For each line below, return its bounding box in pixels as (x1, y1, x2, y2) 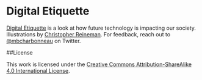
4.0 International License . (6, 67, 70, 74)
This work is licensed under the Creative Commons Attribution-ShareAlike (6, 61, 192, 68)
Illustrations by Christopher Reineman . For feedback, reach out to (6, 30, 171, 38)
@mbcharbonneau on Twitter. (6, 37, 81, 44)
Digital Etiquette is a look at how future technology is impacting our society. (6, 24, 197, 32)
